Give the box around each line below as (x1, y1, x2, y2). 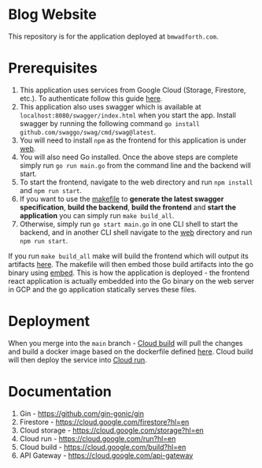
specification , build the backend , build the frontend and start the (19, 202, 237, 212)
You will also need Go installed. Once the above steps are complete (19, 152, 238, 162)
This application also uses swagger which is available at (19, 102, 202, 111)
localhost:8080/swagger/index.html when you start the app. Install (19, 110, 236, 120)
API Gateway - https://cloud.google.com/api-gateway (19, 451, 194, 460)
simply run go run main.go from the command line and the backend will (19, 160, 252, 170)
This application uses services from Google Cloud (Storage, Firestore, (19, 85, 246, 95)
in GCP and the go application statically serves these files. (8, 284, 197, 294)
